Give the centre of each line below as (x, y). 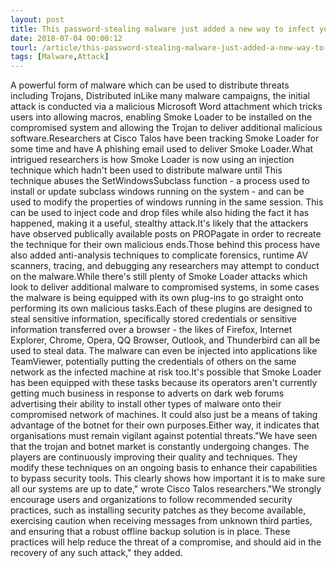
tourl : (24, 47)
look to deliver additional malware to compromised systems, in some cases (165, 287)
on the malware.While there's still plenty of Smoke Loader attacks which (159, 277)
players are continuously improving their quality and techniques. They (154, 457)
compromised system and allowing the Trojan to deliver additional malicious (166, 128)
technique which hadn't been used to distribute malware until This (146, 170)
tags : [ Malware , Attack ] (60, 57)
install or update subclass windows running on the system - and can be (157, 192)
